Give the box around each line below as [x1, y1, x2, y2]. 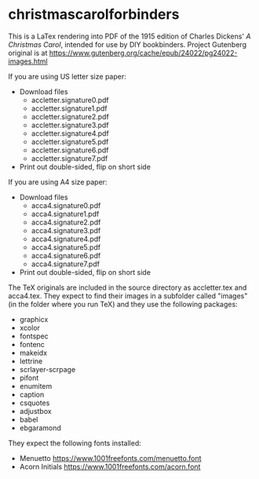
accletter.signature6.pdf [31, 145, 109, 155]
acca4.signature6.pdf [31, 250, 101, 260]
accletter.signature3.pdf [31, 120, 109, 130]
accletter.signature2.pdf [31, 112, 110, 121]
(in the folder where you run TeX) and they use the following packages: [8, 299, 238, 309]
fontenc [19, 339, 46, 349]
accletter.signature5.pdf [31, 137, 109, 146]
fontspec [19, 331, 49, 341]
